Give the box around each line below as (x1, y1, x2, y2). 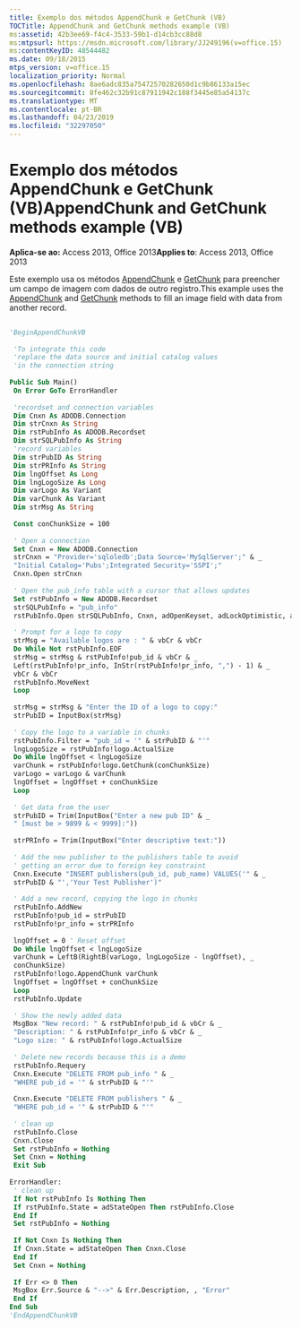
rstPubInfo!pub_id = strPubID (13, 911, 126, 920)
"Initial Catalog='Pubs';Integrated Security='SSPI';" (13, 561, 222, 570)
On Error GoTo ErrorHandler (13, 386, 118, 395)
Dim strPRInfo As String (13, 461, 106, 470)
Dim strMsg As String (13, 503, 94, 512)
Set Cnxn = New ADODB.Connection (13, 544, 139, 554)
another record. (9, 302, 67, 313)
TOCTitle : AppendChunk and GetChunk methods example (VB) (9, 22, 230, 30)
